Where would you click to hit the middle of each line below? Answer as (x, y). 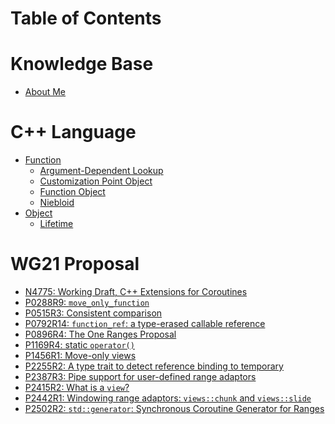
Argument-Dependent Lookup (101, 171)
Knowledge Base (82, 64)
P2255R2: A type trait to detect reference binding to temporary (154, 366)
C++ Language (73, 132)
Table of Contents (86, 18)
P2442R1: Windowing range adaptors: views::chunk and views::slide (168, 398)
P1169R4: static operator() (79, 345)
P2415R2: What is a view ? (77, 387)
